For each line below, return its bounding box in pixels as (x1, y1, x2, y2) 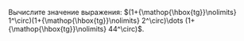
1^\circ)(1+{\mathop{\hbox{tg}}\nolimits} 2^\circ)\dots (8, 16, 184, 25)
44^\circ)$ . (108, 24, 145, 33)
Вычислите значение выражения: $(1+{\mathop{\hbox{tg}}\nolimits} (8, 8, 237, 17)
